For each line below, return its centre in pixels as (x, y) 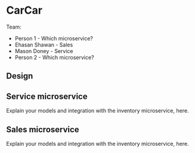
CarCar (24, 10)
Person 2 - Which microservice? (54, 57)
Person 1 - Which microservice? (54, 38)
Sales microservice (43, 129)
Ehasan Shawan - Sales (44, 45)
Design (20, 76)
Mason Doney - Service (44, 51)
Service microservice (47, 96)
